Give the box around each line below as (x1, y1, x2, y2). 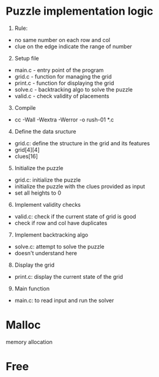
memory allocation (6, 338, 53, 345)
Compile (14, 104, 36, 111)
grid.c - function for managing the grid (14, 73, 112, 80)
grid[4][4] (14, 146, 40, 153)
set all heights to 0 (14, 189, 62, 196)
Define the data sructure (14, 127, 76, 135)
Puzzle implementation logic (6, 4, 153, 18)
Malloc (6, 318, 41, 332)
